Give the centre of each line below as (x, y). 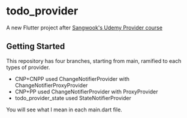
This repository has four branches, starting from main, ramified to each (94, 60)
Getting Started (36, 46)
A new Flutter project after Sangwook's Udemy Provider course (85, 28)
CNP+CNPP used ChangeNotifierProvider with (72, 78)
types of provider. (28, 67)
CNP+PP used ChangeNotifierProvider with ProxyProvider (86, 92)
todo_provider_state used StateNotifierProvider (73, 98)
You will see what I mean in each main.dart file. (64, 110)
